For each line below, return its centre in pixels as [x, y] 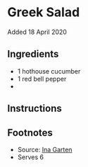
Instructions [34, 109]
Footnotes [30, 133]
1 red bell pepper [42, 79]
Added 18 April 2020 [37, 32]
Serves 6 [31, 157]
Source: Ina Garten [45, 149]
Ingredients [33, 54]
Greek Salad [44, 12]
